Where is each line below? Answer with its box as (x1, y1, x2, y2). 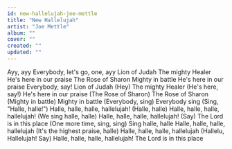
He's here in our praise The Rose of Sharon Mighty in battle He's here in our (7, 75, 224, 83)
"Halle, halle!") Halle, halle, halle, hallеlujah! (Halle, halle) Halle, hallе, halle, (7, 105, 220, 113)
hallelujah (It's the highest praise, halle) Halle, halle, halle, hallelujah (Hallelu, (7, 126, 225, 135)
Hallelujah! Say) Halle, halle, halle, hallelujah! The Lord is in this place (7, 134, 204, 142)
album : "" (7, 29, 36, 37)
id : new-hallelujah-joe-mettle (7, 10, 98, 17)
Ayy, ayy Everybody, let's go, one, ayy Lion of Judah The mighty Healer (7, 67, 211, 76)
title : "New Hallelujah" (7, 17, 79, 24)
